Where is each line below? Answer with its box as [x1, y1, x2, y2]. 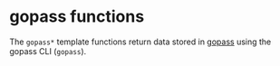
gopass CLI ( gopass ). [9, 45, 87, 56]
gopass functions [9, 6, 145, 27]
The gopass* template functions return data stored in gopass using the [9, 36, 272, 47]
